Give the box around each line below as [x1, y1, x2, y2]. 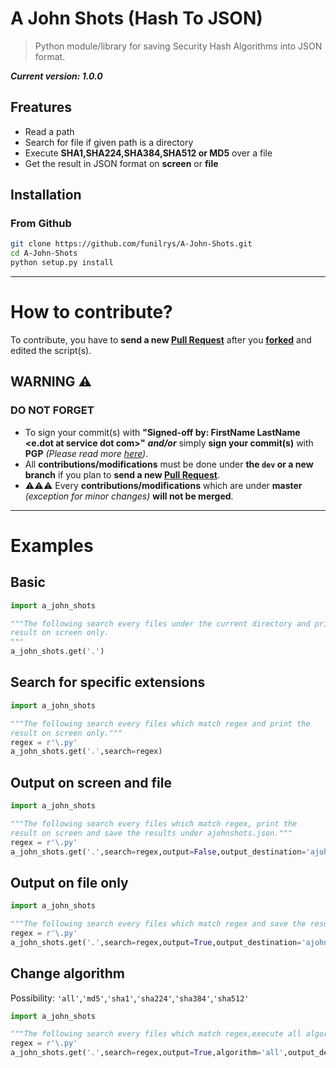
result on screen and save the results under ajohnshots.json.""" [10, 828, 293, 838]
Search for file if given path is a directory [24, 136, 194, 148]
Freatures [10, 99, 72, 116]
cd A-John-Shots [10, 248, 78, 259]
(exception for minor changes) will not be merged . [24, 490, 234, 502]
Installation [10, 187, 82, 204]
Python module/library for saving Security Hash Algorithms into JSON [34, 40, 323, 52]
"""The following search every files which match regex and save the [10, 919, 307, 929]
